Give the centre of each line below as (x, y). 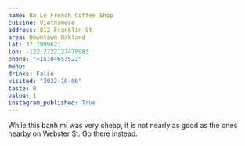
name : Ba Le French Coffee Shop (61, 15)
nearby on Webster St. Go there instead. (73, 133)
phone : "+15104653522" (45, 60)
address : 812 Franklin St (50, 30)
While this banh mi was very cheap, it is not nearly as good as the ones (123, 126)
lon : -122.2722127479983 (49, 52)
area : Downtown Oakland (47, 37)
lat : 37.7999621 (34, 45)
